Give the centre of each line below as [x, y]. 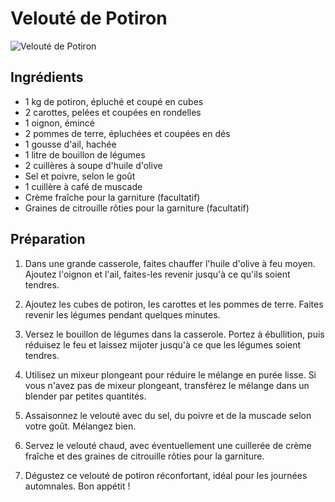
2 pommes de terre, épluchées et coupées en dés [127, 133]
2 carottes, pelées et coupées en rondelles [113, 112]
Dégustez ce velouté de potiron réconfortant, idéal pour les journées [166, 475]
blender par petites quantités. [85, 396]
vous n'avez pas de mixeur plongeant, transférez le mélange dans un [167, 385]
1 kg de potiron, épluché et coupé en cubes [114, 101]
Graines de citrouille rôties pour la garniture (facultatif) [137, 208]
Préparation [48, 239]
